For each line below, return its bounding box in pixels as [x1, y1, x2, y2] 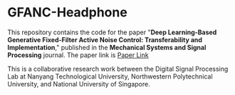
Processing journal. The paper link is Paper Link [7, 51, 149, 59]
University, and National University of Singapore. [7, 79, 151, 88]
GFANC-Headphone [7, 4, 128, 21]
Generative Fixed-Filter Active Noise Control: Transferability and [7, 35, 203, 44]
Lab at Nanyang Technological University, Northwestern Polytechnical [7, 72, 213, 81]
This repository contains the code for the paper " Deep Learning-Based [7, 28, 217, 36]
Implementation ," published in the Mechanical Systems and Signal [7, 43, 207, 51]
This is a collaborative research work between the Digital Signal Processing [7, 64, 229, 73]
